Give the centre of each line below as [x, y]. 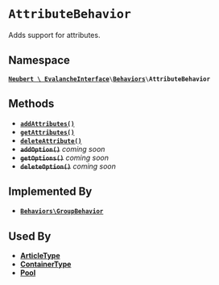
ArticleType [40, 256]
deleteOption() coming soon [68, 166]
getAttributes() [47, 132]
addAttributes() [47, 124]
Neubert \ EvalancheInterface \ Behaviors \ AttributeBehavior [109, 79]
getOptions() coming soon [64, 157]
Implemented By [50, 191]
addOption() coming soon [62, 149]
